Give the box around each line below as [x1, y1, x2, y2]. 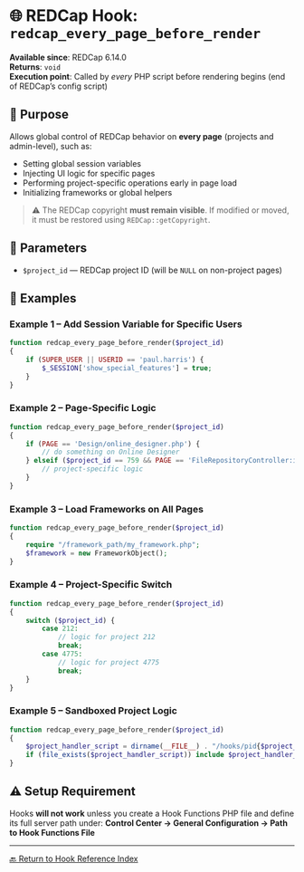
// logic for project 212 [57, 633, 156, 642]
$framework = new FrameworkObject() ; [25, 549, 168, 558]
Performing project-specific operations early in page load [22, 177, 238, 188]
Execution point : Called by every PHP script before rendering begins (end [9, 71, 286, 81]
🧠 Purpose [9, 107, 70, 122]
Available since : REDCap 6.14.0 [9, 52, 127, 62]
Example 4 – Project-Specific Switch [9, 579, 173, 591]
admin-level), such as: [9, 140, 92, 151]
